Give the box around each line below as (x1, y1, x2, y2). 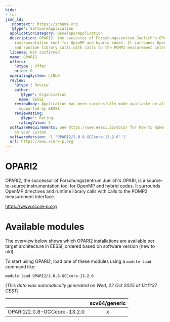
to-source (5, 183, 26, 189)
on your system (14, 129, 47, 134)
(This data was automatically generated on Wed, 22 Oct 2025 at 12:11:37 (5, 283, 158, 288)
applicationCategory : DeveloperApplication (10, 31, 103, 36)
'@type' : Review (14, 82, 49, 87)
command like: (5, 264, 36, 269)
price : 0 (14, 69, 33, 74)
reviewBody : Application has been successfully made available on (14, 102, 157, 107)
